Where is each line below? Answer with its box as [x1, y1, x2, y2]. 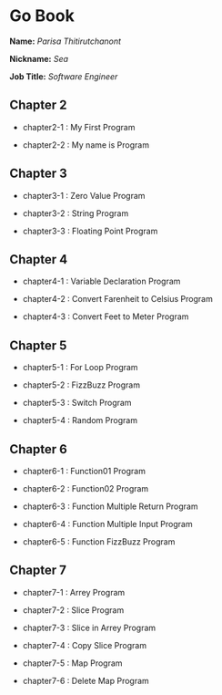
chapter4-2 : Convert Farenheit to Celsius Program [22, 294, 214, 305]
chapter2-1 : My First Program [22, 121, 136, 132]
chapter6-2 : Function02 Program [22, 483, 149, 493]
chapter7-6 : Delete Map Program [22, 675, 150, 686]
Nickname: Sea [9, 53, 69, 64]
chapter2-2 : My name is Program [22, 139, 150, 150]
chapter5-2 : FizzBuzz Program [22, 379, 141, 390]
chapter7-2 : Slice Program [22, 604, 125, 616]
